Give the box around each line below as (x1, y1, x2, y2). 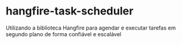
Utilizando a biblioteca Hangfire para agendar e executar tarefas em (5, 24, 176, 31)
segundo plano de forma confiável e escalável (5, 30, 122, 37)
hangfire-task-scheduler (5, 4, 134, 18)
